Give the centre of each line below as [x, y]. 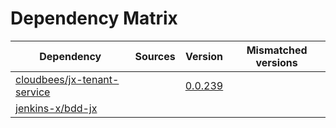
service [33, 92]
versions [276, 62]
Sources [155, 56]
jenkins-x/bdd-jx [56, 108]
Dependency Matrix [94, 18]
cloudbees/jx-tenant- [67, 79]
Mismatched [277, 50]
